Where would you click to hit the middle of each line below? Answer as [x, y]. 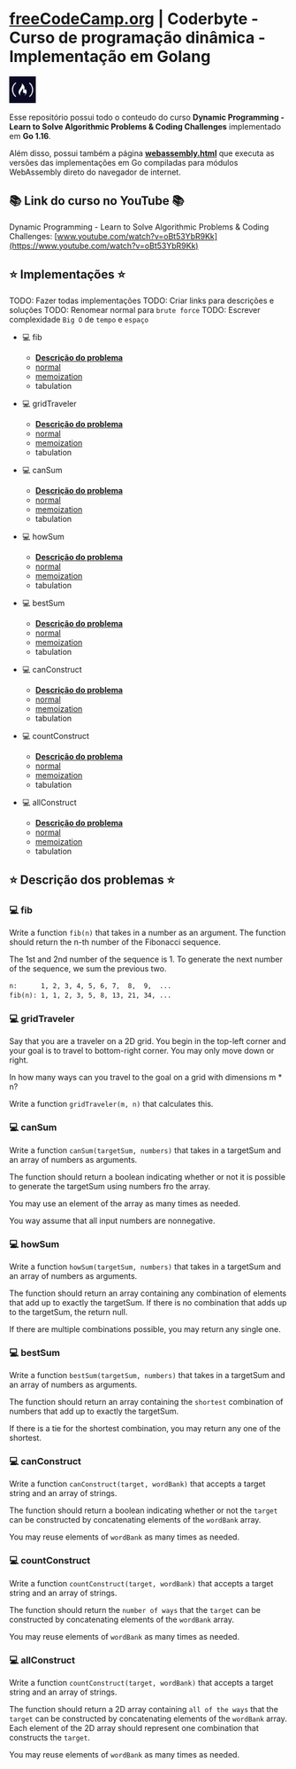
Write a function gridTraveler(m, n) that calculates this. [111, 1104]
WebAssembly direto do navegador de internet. [95, 172]
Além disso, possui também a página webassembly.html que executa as [142, 153]
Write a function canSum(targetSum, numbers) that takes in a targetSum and [145, 1150]
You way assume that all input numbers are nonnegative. [112, 1220]
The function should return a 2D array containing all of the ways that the [144, 1710]
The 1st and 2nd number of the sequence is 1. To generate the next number [146, 959]
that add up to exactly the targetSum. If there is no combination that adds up [148, 1302]
